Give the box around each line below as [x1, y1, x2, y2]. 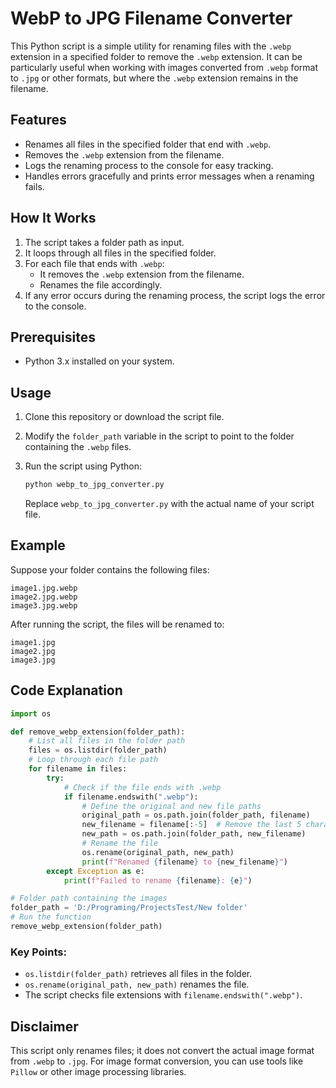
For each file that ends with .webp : [24, 257, 165, 269]
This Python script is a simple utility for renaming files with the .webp [10, 40, 292, 52]
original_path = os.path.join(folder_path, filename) [81, 810, 311, 821]
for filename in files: [28, 764, 128, 774]
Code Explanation [10, 682, 123, 699]
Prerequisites [10, 328, 96, 346]
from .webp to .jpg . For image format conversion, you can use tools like [10, 1055, 304, 1067]
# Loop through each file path [28, 755, 159, 765]
